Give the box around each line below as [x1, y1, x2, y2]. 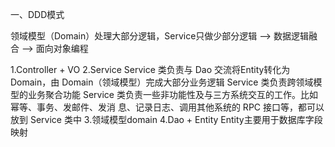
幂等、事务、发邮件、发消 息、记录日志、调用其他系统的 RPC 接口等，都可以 [10, 101, 325, 113]
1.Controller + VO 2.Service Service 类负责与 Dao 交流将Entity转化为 [10, 64, 291, 75]
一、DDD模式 [10, 9, 65, 20]
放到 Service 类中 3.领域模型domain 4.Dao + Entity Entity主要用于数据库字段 [10, 114, 323, 125]
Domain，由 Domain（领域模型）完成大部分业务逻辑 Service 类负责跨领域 [10, 76, 314, 88]
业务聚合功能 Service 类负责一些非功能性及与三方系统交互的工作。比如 [27, 89, 318, 100]
